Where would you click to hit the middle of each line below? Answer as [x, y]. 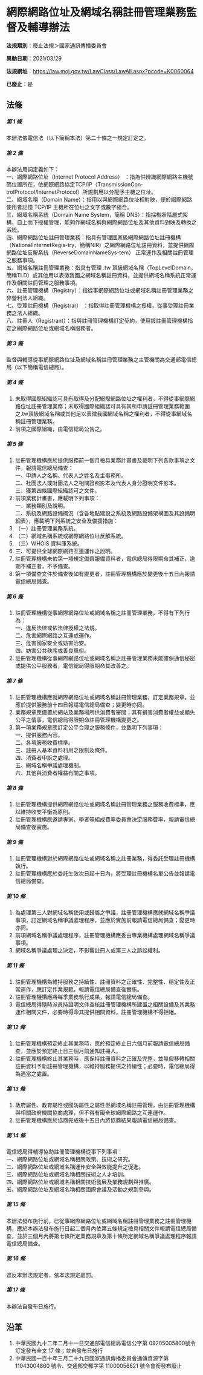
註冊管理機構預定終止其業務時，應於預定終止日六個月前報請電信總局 [100, 1043]
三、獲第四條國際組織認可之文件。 [57, 490]
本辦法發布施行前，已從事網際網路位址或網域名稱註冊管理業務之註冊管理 [96, 1221]
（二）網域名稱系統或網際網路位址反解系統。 [71, 536]
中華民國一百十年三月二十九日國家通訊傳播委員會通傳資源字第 [92, 1358]
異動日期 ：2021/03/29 [34, 58]
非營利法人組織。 [27, 298]
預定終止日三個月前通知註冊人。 [81, 1050]
